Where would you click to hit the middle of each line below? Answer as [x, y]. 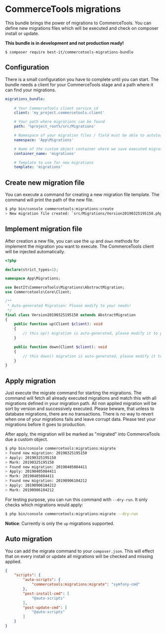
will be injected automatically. [35, 251]
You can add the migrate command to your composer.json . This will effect [80, 551]
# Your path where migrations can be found [60, 122]
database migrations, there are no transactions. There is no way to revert [79, 414]
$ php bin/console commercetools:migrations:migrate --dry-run [72, 514]
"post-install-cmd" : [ [46, 594]
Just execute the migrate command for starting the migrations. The [73, 393]
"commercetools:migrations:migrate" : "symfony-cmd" [86, 584]
